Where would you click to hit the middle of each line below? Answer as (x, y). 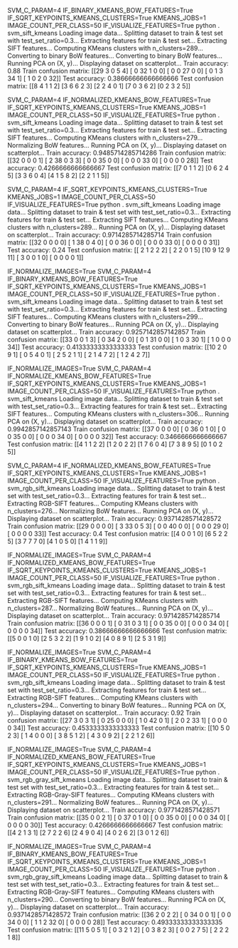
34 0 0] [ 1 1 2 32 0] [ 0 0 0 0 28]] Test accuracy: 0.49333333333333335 (115, 922)
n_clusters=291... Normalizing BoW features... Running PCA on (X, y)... (110, 802)
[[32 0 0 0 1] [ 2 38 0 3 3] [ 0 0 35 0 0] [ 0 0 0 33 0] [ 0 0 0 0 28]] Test (110, 160)
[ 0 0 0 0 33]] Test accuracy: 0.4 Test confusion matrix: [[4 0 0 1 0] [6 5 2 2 (118, 534)
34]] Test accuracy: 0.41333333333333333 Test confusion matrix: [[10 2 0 (117, 347)
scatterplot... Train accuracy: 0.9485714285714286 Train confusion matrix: (117, 153)
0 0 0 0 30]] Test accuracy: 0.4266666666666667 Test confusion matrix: (115, 825)
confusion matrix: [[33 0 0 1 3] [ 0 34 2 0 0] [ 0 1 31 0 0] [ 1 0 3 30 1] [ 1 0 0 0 (119, 339)
